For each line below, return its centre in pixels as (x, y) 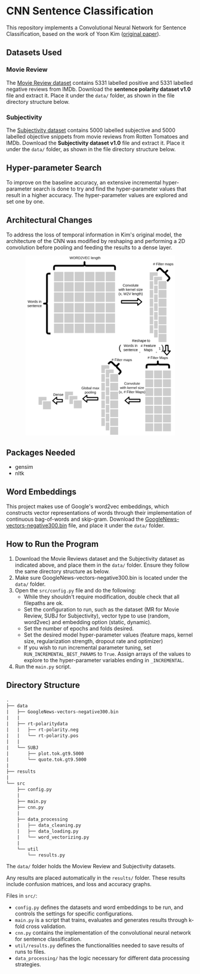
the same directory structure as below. (62, 571)
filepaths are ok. (44, 603)
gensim (24, 467)
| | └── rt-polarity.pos (42, 736)
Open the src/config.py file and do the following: (75, 590)
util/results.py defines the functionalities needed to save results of (99, 945)
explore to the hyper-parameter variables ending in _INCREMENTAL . (104, 660)
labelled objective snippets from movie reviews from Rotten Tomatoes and (98, 136)
